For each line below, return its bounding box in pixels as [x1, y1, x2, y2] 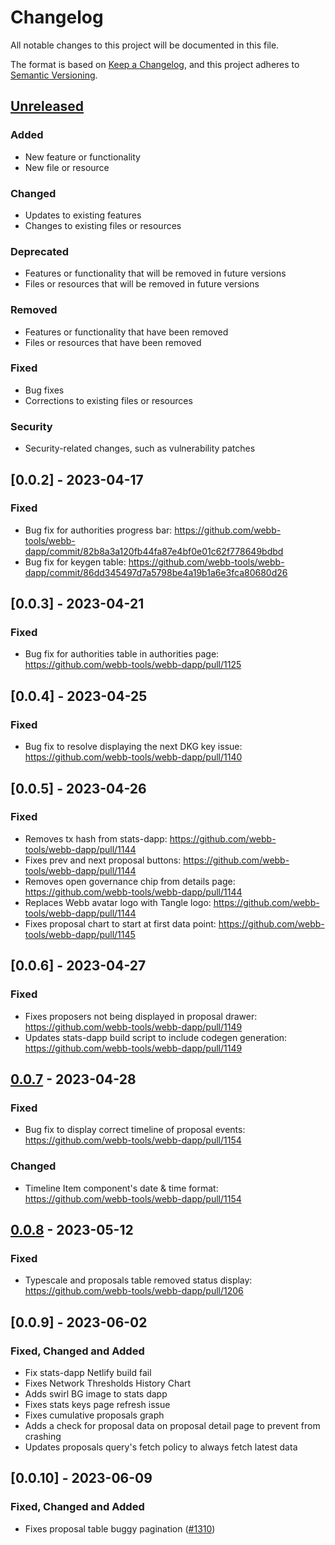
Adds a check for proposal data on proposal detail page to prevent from [24, 1419, 321, 1431]
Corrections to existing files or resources [24, 394, 193, 406]
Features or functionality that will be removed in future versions [24, 267, 287, 280]
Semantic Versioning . [10, 69, 98, 81]
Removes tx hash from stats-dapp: [24, 832, 168, 845]
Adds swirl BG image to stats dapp [24, 1387, 168, 1400]
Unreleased [10, 98, 85, 115]
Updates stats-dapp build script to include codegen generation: [24, 1031, 288, 1043]
